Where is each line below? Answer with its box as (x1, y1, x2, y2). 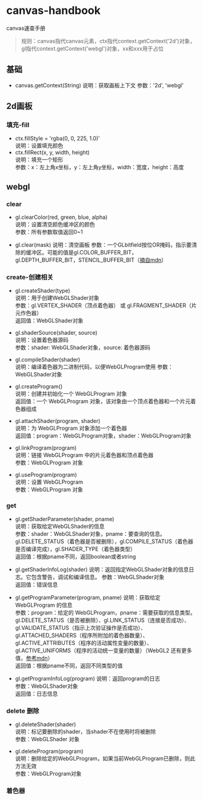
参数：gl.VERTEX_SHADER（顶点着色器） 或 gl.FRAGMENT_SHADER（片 (15, 302, 197, 309)
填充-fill (6, 121, 30, 129)
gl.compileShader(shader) (15, 356, 81, 364)
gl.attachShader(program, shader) (15, 418, 101, 425)
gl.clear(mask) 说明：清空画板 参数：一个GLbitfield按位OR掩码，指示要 (15, 241, 192, 248)
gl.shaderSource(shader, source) (15, 329, 98, 336)
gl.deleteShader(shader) (15, 721, 76, 728)
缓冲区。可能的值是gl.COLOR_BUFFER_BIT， (25, 249, 138, 256)
